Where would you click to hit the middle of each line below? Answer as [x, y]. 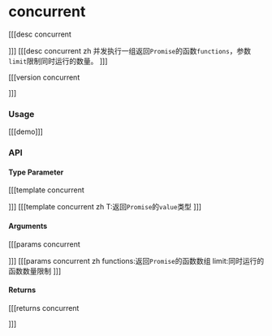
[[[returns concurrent [44, 308]
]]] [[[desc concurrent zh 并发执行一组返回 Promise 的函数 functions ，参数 [130, 50]
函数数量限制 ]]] [35, 271]
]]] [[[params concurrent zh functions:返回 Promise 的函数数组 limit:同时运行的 [136, 261]
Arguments [28, 226]
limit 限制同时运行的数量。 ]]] [58, 61]
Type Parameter [36, 172]
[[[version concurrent [44, 77]
